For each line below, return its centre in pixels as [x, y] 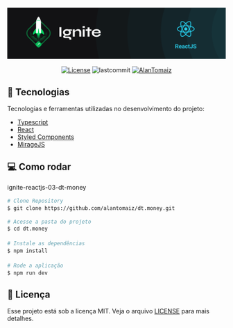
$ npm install [28, 251]
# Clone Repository [35, 201]
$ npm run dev [28, 273]
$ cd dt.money [28, 229]
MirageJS [31, 144]
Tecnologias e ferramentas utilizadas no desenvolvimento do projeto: [106, 108]
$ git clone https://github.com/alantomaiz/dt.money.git [91, 208]
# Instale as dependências [46, 244]
